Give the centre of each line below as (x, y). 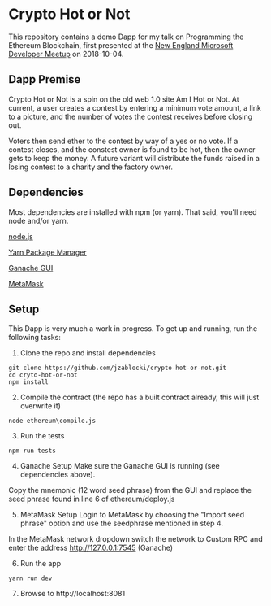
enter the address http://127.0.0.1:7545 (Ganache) (90, 548)
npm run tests (32, 451)
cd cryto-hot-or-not (43, 375)
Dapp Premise (45, 79)
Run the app (41, 564)
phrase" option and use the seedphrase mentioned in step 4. (121, 523)
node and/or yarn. (39, 220)
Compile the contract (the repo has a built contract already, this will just (140, 397)
